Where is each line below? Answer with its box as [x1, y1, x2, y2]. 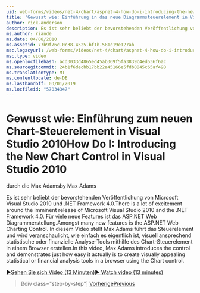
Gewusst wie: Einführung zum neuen [6, 112, 193, 126]
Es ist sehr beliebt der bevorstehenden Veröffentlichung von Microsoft [6, 194, 179, 201]
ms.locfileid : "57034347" [6, 86, 70, 92]
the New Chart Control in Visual [6, 150, 165, 164]
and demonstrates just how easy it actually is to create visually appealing [6, 251, 186, 258]
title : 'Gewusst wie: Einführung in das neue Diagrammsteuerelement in [6, 14, 187, 20]
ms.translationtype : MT [6, 70, 65, 76]
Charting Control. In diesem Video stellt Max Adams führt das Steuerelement [6, 225, 194, 232]
